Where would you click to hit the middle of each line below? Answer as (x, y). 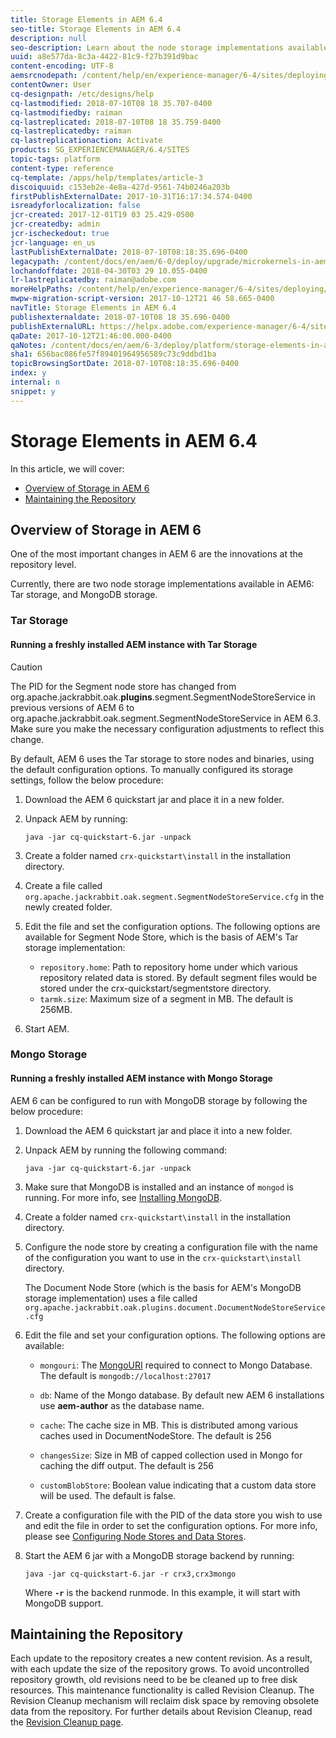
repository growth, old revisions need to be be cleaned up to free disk (154, 1680)
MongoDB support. (64, 1603)
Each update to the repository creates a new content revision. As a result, (161, 1658)
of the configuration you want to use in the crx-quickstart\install (163, 1257)
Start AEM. (47, 1028)
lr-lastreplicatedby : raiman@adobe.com (93, 280)
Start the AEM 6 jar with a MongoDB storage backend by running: (159, 1555)
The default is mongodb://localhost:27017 (125, 1375)
